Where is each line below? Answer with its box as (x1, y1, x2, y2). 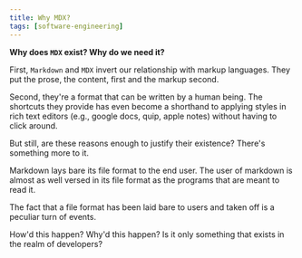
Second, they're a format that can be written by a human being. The (9, 91, 263, 102)
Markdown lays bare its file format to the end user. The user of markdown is (9, 165, 293, 176)
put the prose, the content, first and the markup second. (9, 73, 219, 84)
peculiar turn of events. (9, 211, 97, 222)
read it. (9, 184, 36, 195)
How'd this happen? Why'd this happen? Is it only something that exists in (9, 228, 285, 240)
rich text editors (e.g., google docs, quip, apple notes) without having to (9, 110, 278, 121)
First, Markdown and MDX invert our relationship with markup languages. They (9, 64, 291, 75)
